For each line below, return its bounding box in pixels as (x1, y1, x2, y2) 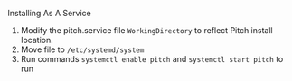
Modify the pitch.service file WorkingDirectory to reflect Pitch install (20, 25, 273, 35)
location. (20, 35, 54, 45)
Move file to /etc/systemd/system (20, 44, 145, 55)
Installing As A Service (7, 8, 91, 18)
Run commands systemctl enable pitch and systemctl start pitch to (20, 54, 284, 64)
